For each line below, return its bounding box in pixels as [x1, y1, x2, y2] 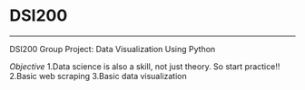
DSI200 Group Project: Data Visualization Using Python [9, 43, 216, 54]
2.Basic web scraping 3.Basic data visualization [9, 70, 188, 81]
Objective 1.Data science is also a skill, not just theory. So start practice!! [9, 60, 280, 72]
